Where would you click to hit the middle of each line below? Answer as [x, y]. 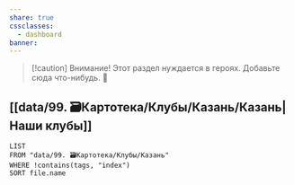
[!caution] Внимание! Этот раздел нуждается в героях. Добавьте [156, 68]
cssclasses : [31, 26]
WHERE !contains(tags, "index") [70, 166]
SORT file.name [38, 173]
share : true [31, 18]
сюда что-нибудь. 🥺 [69, 78]
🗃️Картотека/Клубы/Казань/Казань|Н [178, 107]
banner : [24, 43]
